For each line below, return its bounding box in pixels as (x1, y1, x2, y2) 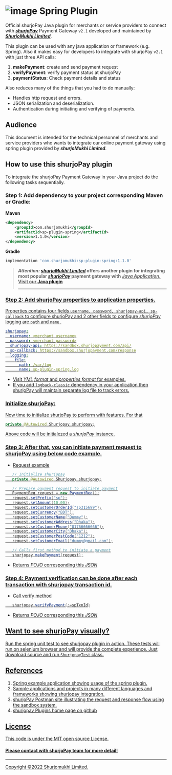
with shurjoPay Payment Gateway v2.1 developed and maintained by (5, 27, 152, 33)
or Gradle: (5, 198, 31, 206)
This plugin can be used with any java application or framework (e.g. (5, 43, 150, 49)
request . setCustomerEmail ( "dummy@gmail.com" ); (12, 539, 114, 544)
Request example (12, 462, 50, 468)
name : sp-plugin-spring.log (18, 367, 79, 372)
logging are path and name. (5, 319, 62, 325)
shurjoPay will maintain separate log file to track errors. (12, 387, 130, 393)
